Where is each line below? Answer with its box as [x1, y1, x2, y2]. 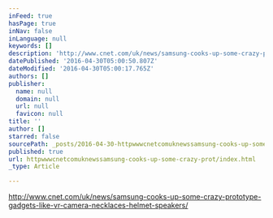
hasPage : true [8, 19, 57, 28]
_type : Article [8, 163, 60, 171]
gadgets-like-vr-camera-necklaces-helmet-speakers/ [8, 200, 188, 211]
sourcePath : [8, 139, 49, 148]
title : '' [8, 118, 42, 126]
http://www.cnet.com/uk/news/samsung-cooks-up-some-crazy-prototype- [8, 192, 262, 202]
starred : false [8, 132, 60, 140]
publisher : [8, 79, 45, 88]
